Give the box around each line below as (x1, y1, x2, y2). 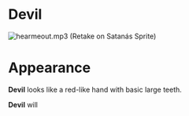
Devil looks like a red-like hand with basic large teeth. (8, 85, 183, 94)
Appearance (8, 59, 91, 77)
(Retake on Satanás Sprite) (69, 31, 157, 41)
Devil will (8, 100, 38, 109)
